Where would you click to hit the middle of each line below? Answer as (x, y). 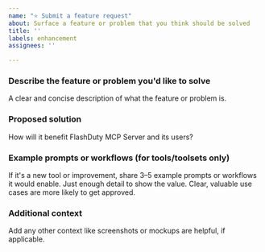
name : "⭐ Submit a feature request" (70, 16)
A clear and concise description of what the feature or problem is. (118, 98)
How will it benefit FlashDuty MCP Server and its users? (101, 137)
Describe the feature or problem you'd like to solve (110, 81)
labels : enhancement (43, 38)
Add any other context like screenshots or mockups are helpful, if (117, 231)
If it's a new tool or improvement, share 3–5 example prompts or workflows (133, 176)
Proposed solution (45, 119)
